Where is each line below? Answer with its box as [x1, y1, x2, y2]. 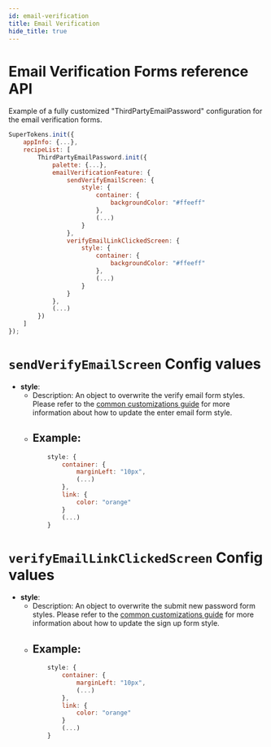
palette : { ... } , [51, 160, 107, 169]
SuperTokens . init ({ [8, 131, 75, 139]
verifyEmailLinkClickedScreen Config [8, 548, 263, 566]
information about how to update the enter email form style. [32, 408, 233, 417]
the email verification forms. [8, 115, 103, 124]
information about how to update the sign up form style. [32, 618, 220, 628]
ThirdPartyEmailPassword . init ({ [37, 153, 148, 161]
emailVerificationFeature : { [51, 168, 151, 177]
